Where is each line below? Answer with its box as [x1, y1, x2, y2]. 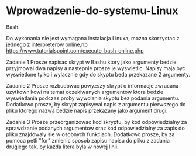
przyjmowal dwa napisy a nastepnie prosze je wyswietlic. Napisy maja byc [6, 64, 185, 71]
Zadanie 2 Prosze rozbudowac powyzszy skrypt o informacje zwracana [6, 82, 179, 89]
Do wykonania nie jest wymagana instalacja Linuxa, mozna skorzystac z [6, 34, 180, 41]
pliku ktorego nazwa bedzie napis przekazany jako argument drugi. [6, 107, 168, 114]
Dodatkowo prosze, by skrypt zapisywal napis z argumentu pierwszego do [6, 100, 186, 108]
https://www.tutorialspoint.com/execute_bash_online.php [6, 47, 145, 54]
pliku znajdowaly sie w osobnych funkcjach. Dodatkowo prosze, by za [6, 130, 175, 138]
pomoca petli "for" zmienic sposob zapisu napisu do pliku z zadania [6, 137, 170, 144]
